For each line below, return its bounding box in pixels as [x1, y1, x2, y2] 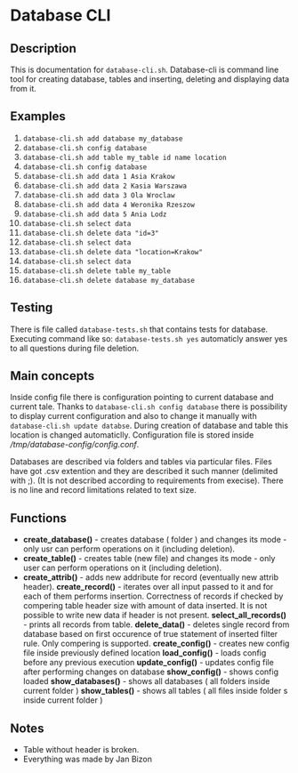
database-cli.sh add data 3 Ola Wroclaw [22, 190, 175, 200]
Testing [10, 300, 53, 316]
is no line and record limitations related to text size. [10, 485, 197, 495]
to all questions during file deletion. [10, 342, 140, 353]
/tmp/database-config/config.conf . [10, 439, 140, 450]
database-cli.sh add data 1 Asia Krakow [22, 172, 175, 181]
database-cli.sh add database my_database [22, 134, 183, 143]
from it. [10, 84, 36, 93]
